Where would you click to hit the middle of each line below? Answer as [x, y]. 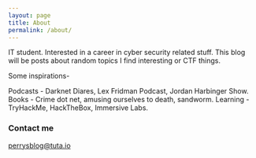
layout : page [30, 15]
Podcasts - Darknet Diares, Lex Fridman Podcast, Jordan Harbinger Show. [128, 91]
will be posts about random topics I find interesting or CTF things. [114, 61]
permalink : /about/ [40, 30]
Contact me [31, 128]
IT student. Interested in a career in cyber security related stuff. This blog [127, 53]
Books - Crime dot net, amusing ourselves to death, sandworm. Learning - [129, 100]
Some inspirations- [39, 76]
